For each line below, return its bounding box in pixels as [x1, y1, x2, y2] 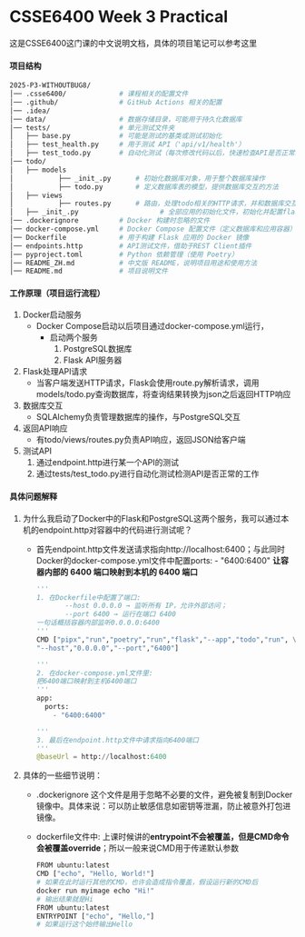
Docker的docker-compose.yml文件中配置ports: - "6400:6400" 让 [35, 554, 281, 565]
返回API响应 [22, 423, 68, 434]
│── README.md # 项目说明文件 [9, 266, 168, 276]
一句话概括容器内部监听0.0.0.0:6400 [35, 618, 161, 628]
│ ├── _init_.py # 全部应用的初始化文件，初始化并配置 [9, 207, 283, 217]
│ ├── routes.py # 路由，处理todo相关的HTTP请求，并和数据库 [9, 199, 284, 208]
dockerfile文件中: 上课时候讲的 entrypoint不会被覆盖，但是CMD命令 [35, 832, 290, 842]
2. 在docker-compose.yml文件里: [35, 668, 153, 678]
